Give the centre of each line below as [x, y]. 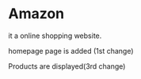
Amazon [36, 14]
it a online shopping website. [55, 36]
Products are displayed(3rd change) [67, 66]
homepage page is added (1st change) [71, 51]
